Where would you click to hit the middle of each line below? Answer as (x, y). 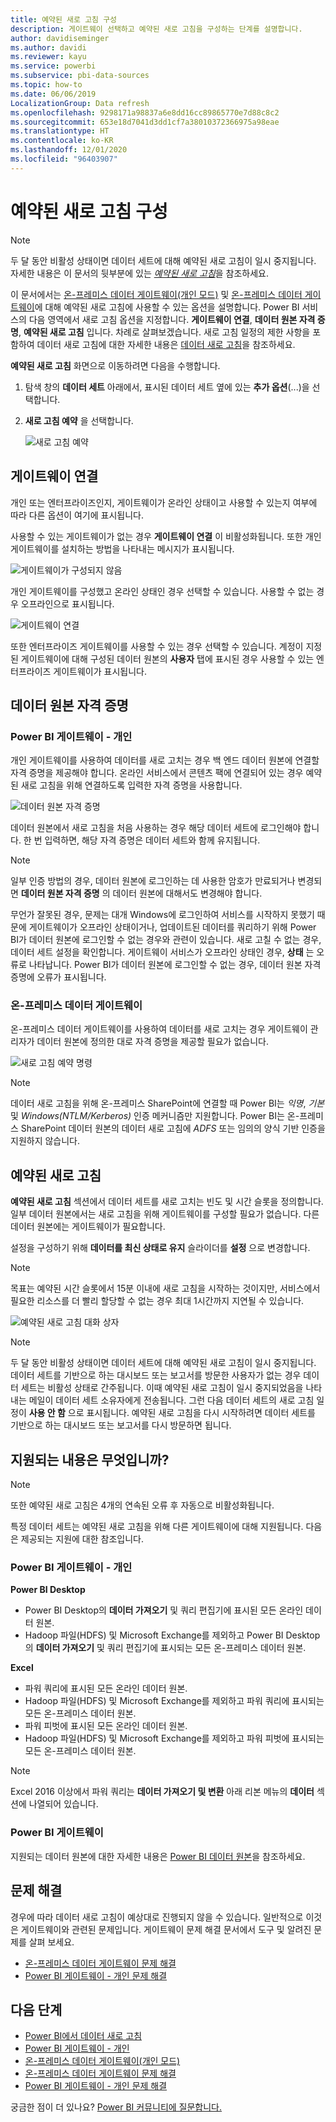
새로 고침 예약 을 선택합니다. (79, 420)
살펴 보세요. (51, 1942)
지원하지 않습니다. (45, 1141)
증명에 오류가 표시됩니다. (58, 977)
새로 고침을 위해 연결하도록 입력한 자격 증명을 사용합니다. (131, 785)
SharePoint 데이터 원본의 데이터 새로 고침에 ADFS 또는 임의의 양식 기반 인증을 (173, 1128)
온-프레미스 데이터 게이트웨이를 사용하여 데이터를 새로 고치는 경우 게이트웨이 (159, 1029)
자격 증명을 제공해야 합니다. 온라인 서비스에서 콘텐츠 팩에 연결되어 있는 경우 (157, 773)
